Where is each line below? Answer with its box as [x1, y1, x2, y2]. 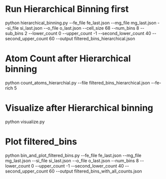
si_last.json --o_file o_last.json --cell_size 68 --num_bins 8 [19, 25, 140, 31]
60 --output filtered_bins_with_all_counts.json [49, 168, 142, 174]
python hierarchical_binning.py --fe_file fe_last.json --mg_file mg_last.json [5, 20, 157, 26]
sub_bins [5, 30, 24, 36]
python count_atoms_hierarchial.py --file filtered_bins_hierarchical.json [5, 80, 150, 86]
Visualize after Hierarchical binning [5, 102, 154, 114]
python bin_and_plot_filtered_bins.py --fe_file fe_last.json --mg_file [5, 152, 142, 158]
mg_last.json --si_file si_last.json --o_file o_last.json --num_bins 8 [5, 157, 139, 164]
